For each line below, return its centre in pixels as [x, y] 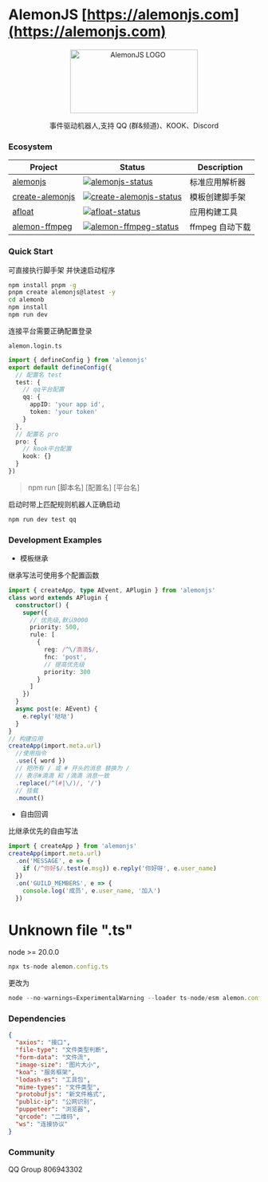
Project [44, 167]
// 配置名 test [39, 375]
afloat [23, 211]
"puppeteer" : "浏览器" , [53, 1109]
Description [220, 167]
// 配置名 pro [37, 434]
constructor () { [42, 605]
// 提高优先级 [64, 664]
